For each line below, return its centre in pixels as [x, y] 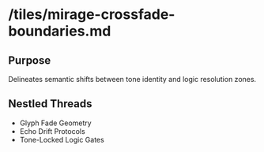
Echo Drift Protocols [52, 131]
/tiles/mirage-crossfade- [92, 15]
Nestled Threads [50, 104]
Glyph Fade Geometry [56, 123]
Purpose [30, 60]
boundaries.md [60, 31]
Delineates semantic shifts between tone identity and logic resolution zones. [132, 79]
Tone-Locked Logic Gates [62, 139]
